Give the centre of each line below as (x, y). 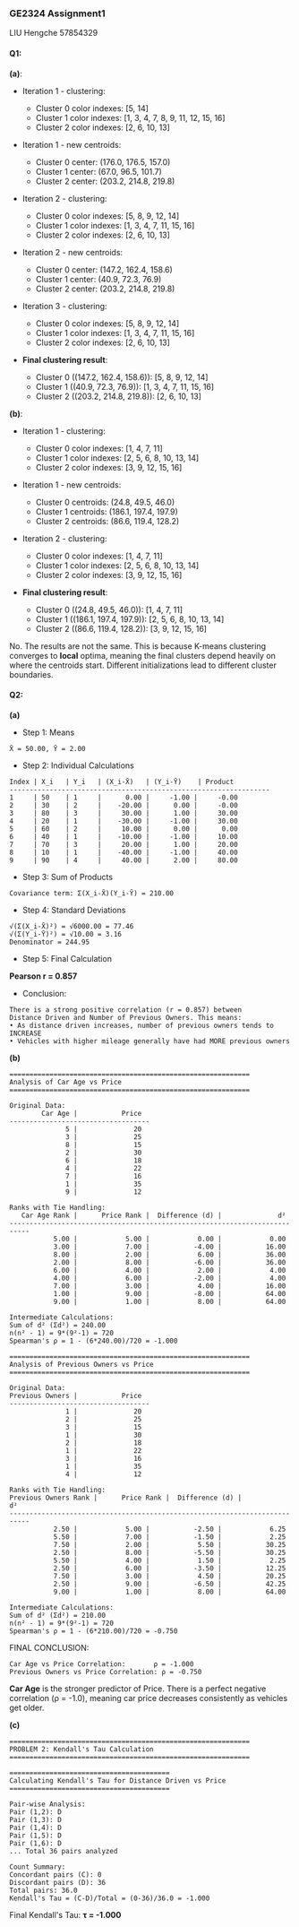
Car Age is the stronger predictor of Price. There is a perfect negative (138, 1689)
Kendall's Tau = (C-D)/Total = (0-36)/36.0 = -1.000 (110, 1898)
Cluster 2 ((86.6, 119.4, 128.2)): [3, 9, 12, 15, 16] (121, 628)
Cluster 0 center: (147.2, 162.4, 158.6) (104, 269)
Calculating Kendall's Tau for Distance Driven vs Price (118, 1780)
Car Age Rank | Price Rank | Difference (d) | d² (154, 1215)
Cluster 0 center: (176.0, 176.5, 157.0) (103, 162)
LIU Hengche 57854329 (54, 33)
